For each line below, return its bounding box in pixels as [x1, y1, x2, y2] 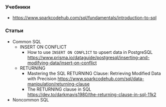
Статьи [5, 27, 24, 34]
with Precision [27, 76, 57, 82]
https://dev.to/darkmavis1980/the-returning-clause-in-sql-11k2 [27, 91, 157, 98]
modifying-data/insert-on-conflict [27, 60, 97, 66]
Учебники [5, 3, 31, 10]
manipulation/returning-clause [27, 81, 90, 87]
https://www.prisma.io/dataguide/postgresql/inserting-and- [27, 54, 150, 60]
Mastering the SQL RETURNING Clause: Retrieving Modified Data [27, 70, 161, 76]
